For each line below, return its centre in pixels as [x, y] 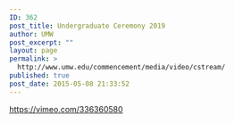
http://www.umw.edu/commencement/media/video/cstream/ [121, 68]
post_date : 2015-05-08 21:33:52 [69, 84]
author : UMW [31, 34]
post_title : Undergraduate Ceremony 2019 [88, 26]
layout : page [33, 51]
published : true [39, 76]
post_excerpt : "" [42, 42]
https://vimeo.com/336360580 [66, 109]
